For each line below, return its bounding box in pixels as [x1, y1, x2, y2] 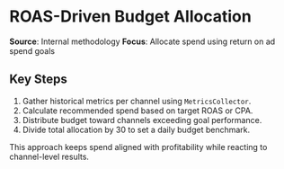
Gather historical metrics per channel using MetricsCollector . [22, 95, 252, 106]
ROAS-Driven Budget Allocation [9, 6, 252, 27]
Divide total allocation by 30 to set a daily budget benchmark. [22, 124, 251, 135]
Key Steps [9, 72, 67, 87]
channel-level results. [9, 151, 90, 162]
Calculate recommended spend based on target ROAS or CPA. [22, 105, 253, 116]
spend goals [9, 45, 56, 56]
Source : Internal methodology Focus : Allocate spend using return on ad [9, 36, 276, 47]
